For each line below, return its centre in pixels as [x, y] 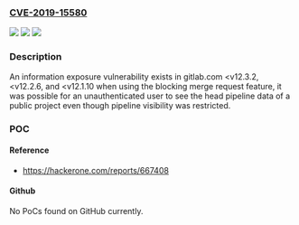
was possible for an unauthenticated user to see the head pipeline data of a [150, 96]
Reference [29, 150]
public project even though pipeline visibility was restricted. [120, 105]
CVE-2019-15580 [48, 13]
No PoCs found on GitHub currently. [76, 211]
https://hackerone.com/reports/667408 [96, 170]
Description [36, 57]
